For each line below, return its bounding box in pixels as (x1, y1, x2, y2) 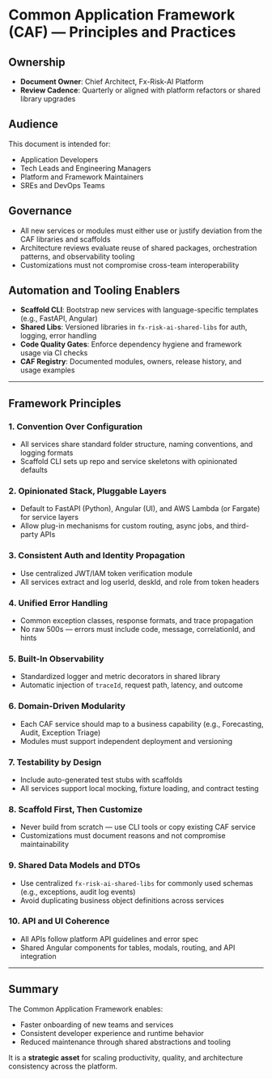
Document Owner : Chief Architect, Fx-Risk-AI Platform (19, 77, 204, 86)
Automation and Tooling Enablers (8, 284, 181, 298)
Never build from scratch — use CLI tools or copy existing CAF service (19, 822, 257, 832)
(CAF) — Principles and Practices (8, 23, 236, 41)
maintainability (19, 840, 70, 849)
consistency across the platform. (8, 1061, 118, 1071)
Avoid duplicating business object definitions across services (19, 895, 224, 905)
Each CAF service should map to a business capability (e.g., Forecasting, (19, 719, 264, 729)
